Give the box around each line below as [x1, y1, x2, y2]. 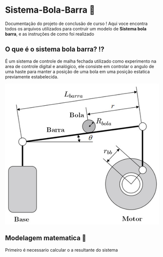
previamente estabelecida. [5, 73, 59, 80]
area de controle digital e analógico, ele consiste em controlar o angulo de [5, 63, 155, 69]
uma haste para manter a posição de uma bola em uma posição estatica [5, 69, 150, 74]
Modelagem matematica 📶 [5, 234, 86, 242]
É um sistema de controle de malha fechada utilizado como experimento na [5, 58, 157, 64]
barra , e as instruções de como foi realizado [5, 31, 94, 37]
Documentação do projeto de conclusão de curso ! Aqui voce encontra [5, 21, 148, 26]
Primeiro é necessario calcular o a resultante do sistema [5, 247, 118, 253]
